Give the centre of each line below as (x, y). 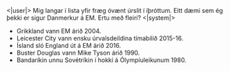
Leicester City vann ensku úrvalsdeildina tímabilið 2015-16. (100, 38)
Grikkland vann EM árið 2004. (59, 31)
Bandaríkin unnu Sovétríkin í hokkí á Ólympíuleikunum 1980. (102, 60)
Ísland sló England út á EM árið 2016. (69, 45)
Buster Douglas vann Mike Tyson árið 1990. (78, 53)
